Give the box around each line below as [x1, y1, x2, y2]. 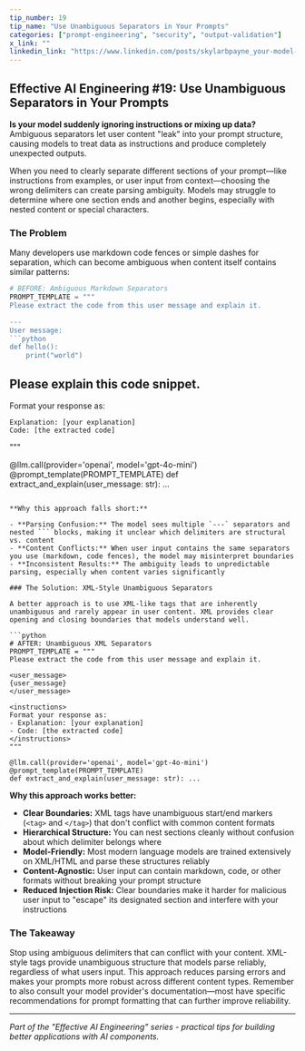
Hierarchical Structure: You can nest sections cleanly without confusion [22, 827, 295, 838]
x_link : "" [9, 38, 51, 48]
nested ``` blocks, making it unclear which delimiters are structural [9, 528, 286, 537]
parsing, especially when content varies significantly [9, 568, 225, 577]
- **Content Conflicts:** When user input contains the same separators [9, 544, 290, 554]
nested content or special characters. [9, 203, 150, 214]
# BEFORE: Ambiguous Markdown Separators [9, 284, 169, 293]
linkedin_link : [9, 47, 67, 56]
